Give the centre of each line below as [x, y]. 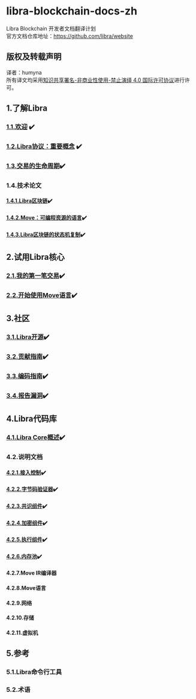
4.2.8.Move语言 [26, 588]
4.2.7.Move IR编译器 [31, 573]
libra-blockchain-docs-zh [72, 11]
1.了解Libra [27, 109]
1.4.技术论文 [24, 185]
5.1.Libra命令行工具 [34, 672]
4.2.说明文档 [25, 457]
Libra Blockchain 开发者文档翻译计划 [51, 28]
